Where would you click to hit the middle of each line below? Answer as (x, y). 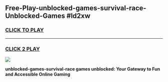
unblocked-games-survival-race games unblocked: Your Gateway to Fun (83, 69)
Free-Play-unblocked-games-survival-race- (76, 8)
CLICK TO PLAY (24, 30)
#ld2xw (79, 16)
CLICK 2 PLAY (22, 49)
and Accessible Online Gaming (38, 74)
